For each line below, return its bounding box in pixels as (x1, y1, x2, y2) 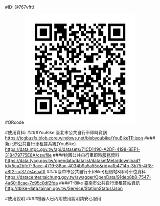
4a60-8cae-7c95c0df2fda (5, 180, 58, 185)
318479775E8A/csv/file (5, 152, 52, 158)
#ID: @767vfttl (5, 4, 34, 10)
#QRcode (5, 119, 24, 125)
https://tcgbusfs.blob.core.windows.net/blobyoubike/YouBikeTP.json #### (5, 135, 156, 141)
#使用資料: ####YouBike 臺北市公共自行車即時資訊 (5, 130, 108, 135)
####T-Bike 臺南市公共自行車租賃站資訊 (59, 180, 140, 185)
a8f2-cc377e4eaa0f (5, 169, 46, 174)
